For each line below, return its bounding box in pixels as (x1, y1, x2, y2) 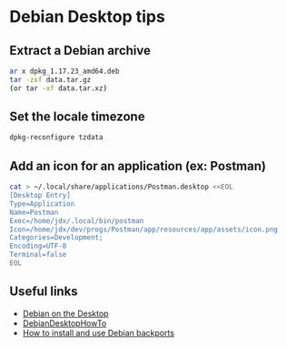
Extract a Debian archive (9, 43, 152, 58)
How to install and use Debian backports (22, 327, 175, 338)
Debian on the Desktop (22, 308, 109, 319)
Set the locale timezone (9, 109, 145, 125)
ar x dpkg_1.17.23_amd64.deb (9, 66, 120, 76)
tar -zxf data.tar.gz (9, 75, 92, 84)
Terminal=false (9, 250, 67, 260)
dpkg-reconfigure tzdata (9, 133, 104, 142)
